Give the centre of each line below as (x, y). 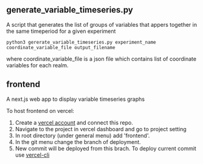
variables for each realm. (37, 65)
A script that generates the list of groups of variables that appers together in (102, 24)
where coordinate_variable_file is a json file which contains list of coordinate (101, 59)
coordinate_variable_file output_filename (61, 47)
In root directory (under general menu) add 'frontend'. (82, 135)
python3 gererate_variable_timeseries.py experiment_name (81, 42)
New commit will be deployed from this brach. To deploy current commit (105, 148)
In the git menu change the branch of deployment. (78, 142)
